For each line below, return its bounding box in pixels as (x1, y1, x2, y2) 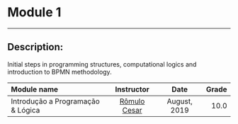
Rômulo (119, 96, 145, 106)
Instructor (115, 84, 150, 94)
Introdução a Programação (11, 96, 101, 106)
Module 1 (7, 4, 62, 21)
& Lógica (11, 105, 40, 115)
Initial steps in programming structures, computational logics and (7, 60, 197, 68)
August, (166, 96, 193, 106)
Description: (7, 41, 64, 53)
